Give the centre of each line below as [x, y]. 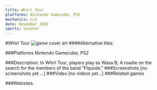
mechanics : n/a [21, 19]
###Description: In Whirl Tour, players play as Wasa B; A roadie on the [78, 63]
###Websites [19, 83]
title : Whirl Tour [25, 10]
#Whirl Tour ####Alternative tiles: [60, 43]
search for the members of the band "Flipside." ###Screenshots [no [76, 68]
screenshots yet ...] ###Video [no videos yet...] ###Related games [75, 73]
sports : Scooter [22, 29]
